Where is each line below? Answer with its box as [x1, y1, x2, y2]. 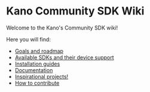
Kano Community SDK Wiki [6, 4, 145, 18]
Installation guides [14, 60, 60, 67]
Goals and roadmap [14, 47, 64, 55]
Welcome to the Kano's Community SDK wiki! [6, 24, 118, 31]
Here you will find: [6, 35, 51, 43]
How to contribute [14, 79, 60, 87]
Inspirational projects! [14, 73, 69, 80]
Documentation [14, 66, 53, 73]
